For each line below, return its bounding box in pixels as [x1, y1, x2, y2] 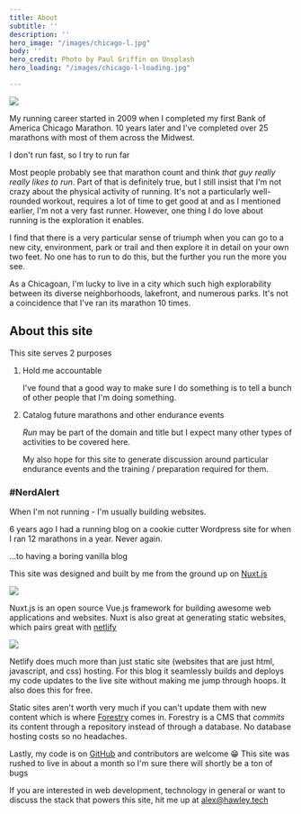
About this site [9, 323, 93, 339]
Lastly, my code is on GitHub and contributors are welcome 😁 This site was [9, 748, 290, 759]
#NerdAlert [9, 485, 60, 498]
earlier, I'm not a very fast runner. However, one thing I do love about [9, 204, 263, 216]
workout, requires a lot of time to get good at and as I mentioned [42, 195, 281, 206]
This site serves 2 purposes [9, 348, 112, 358]
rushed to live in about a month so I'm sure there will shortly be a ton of [9, 757, 273, 768]
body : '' [9, 47, 42, 56]
